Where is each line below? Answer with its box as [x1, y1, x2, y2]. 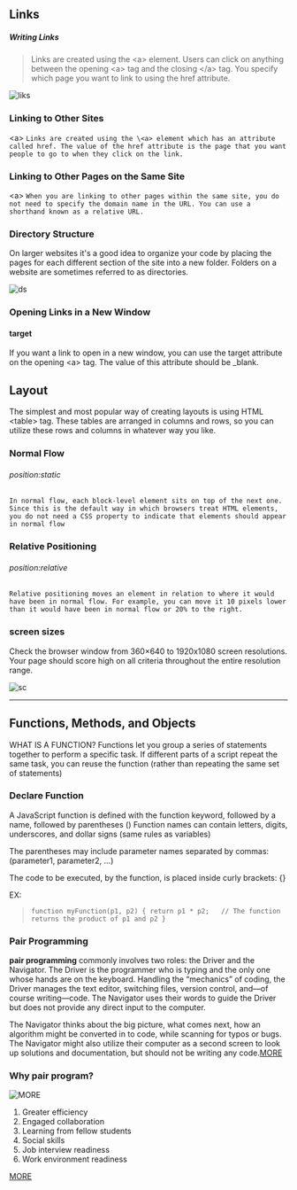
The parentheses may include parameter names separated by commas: [9, 845, 270, 856]
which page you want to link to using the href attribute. [30, 73, 231, 83]
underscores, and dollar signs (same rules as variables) [9, 828, 211, 839]
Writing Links [9, 31, 59, 43]
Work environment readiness [21, 1154, 128, 1164]
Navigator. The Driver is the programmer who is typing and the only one [9, 965, 271, 976]
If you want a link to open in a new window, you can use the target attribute [9, 347, 283, 358]
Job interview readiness [21, 1145, 110, 1155]
